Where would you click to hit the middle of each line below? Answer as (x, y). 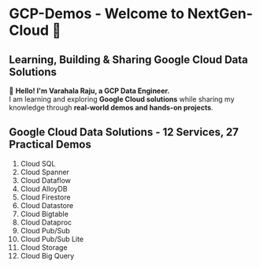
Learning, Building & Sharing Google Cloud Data (128, 60)
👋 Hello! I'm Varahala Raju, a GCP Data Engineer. (89, 91)
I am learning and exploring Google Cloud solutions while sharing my (122, 99)
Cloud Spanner (45, 172)
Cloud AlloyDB (44, 188)
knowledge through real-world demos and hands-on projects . (111, 108)
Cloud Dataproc (46, 222)
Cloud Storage (44, 247)
